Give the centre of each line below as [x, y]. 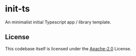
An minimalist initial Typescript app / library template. [58, 22]
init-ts [17, 9]
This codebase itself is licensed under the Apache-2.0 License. [68, 48]
